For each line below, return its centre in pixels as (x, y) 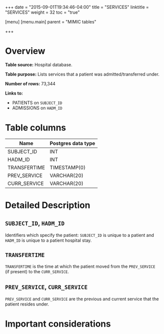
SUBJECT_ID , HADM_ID (35, 223)
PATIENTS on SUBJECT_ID (37, 103)
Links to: (14, 93)
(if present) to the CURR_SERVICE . (37, 271)
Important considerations (58, 324)
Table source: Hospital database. (39, 64)
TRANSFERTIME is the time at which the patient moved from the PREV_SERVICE (80, 266)
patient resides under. (27, 304)
